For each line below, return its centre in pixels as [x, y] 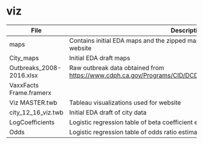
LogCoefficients [32, 122]
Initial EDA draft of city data [108, 112]
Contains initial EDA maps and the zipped [127, 41]
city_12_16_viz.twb [36, 112]
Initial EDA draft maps [100, 57]
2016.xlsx [24, 75]
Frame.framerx [30, 93]
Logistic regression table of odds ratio [123, 132]
